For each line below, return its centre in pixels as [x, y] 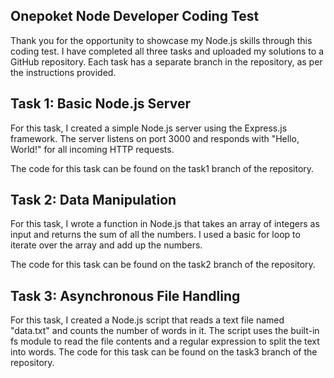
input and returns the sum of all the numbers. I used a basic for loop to [155, 235]
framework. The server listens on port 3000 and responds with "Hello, [155, 138]
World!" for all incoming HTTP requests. [92, 149]
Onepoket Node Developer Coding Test [135, 16]
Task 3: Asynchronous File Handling [125, 295]
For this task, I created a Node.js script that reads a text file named [147, 320]
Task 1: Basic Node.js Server [100, 104]
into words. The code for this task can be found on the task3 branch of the [164, 352]
